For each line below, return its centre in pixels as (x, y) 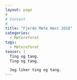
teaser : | (15, 51)
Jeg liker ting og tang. (35, 70)
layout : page (19, 10)
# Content (15, 19)
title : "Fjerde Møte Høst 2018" (39, 28)
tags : (11, 42)
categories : (17, 33)
